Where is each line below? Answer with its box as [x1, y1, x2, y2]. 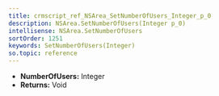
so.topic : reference [8, 49, 78, 57]
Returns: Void [19, 80, 67, 90]
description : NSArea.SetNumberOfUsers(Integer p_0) [8, 19, 186, 27]
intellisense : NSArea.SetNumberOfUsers [8, 27, 143, 35]
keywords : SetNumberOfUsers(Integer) [8, 42, 136, 50]
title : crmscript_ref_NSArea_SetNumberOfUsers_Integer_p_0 [8, 11, 212, 20]
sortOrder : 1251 [8, 34, 63, 43]
